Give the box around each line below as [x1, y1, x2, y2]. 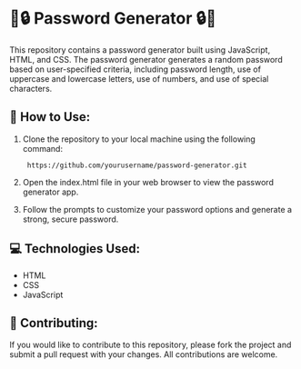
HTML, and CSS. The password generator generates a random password [9, 54, 284, 65]
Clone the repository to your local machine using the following [22, 134, 256, 145]
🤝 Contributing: [9, 315, 98, 331]
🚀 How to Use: [9, 109, 91, 125]
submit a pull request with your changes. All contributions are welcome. [9, 349, 278, 360]
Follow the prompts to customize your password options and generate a [22, 204, 293, 214]
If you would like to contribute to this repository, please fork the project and [9, 339, 292, 351]
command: [22, 143, 64, 154]
